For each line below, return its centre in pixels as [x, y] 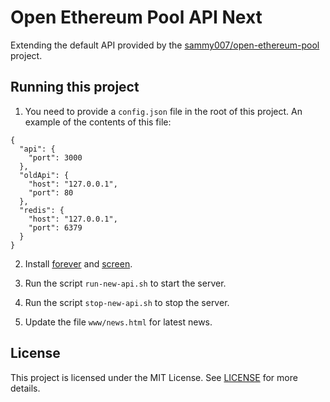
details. [25, 388]
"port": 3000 [55, 157]
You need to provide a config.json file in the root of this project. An [163, 111]
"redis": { [42, 210]
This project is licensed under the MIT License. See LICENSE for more [154, 377]
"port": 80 [51, 192]
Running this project [75, 87]
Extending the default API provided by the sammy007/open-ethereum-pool [165, 45]
